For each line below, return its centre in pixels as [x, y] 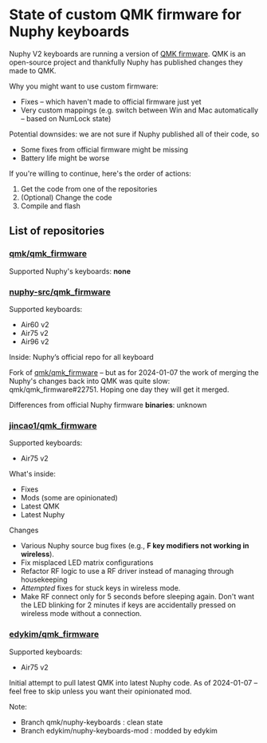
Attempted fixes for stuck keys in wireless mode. [100, 588]
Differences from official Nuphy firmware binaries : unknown [108, 405]
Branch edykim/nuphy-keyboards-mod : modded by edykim [119, 730]
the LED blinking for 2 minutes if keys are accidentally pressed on [128, 605]
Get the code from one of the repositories [89, 188]
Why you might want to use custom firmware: [84, 86]
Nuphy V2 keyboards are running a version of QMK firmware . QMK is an [128, 53]
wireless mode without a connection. [81, 614]
